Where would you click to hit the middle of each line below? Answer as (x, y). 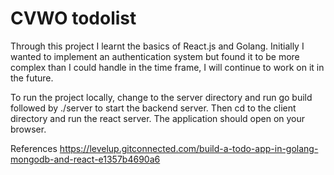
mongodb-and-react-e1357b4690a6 (85, 159)
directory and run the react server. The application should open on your (158, 118)
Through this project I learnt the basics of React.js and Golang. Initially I (157, 46)
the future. (32, 78)
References (34, 148)
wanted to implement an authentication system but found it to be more (155, 56)
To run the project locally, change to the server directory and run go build (161, 97)
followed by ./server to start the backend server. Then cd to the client (153, 108)
